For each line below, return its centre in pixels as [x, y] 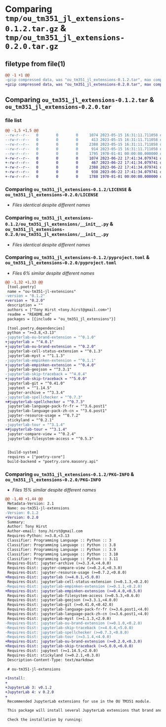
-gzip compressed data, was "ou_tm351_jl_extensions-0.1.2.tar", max [78, 80]
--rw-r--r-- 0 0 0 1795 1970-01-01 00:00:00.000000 [82, 154]
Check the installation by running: [45, 720]
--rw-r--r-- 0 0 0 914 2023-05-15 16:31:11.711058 [82, 149]
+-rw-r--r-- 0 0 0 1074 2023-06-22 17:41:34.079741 [82, 158]
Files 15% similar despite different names [54, 490]
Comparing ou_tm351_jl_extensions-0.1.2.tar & [80, 100]
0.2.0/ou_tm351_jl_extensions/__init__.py [57, 234]
